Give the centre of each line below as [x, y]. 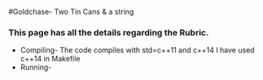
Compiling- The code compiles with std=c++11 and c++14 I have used [137, 50]
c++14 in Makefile [50, 59]
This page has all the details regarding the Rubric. [109, 32]
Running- [36, 67]
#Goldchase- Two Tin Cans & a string [71, 12]
